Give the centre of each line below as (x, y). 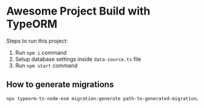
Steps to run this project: (37, 41)
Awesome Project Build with (78, 11)
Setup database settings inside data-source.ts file (78, 59)
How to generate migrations (60, 85)
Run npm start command (46, 66)
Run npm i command (41, 52)
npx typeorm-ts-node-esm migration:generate (63, 98)
